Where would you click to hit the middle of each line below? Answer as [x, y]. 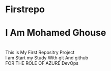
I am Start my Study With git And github [47, 58]
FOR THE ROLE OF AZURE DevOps [42, 63]
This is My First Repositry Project [40, 53]
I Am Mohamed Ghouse [56, 33]
